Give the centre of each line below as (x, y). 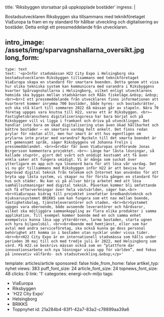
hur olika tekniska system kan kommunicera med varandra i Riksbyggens (80, 86)
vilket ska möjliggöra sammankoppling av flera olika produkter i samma (81, 211)
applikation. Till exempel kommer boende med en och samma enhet (73, 215)
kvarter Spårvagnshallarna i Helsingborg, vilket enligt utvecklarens (79, 90)
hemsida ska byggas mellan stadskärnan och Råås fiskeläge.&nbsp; (74, 95)
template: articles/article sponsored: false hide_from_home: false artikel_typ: (82, 263)
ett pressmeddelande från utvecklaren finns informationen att (93, 99)
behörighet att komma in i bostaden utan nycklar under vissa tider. (78, 232)
